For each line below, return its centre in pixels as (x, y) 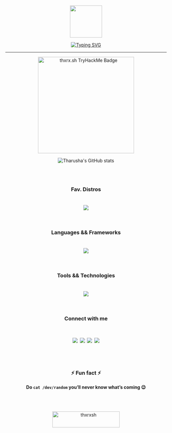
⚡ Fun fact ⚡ (86, 373)
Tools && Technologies (86, 275)
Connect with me (86, 318)
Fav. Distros (86, 189)
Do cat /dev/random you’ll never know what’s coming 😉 (86, 387)
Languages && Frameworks (86, 232)
